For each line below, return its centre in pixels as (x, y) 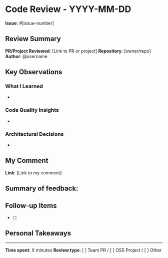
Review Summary (33, 39)
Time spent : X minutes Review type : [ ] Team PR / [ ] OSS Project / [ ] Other (83, 250)
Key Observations (34, 72)
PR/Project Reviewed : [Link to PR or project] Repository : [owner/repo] (78, 51)
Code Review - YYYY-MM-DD (68, 9)
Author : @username (26, 56)
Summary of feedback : (42, 189)
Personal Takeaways (38, 233)
